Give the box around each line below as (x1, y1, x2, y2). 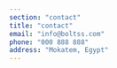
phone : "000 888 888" (9, 37, 90, 47)
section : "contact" (9, 12, 82, 22)
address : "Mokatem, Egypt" (9, 46, 109, 55)
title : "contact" (9, 21, 74, 30)
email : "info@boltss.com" (9, 29, 105, 38)
